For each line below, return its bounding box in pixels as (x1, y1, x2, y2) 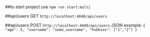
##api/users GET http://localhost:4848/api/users (5, 13, 107, 18)
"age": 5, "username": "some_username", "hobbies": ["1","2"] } (5, 28, 137, 32)
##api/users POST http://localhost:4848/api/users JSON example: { (5, 22, 146, 28)
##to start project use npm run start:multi (5, 4, 91, 9)
